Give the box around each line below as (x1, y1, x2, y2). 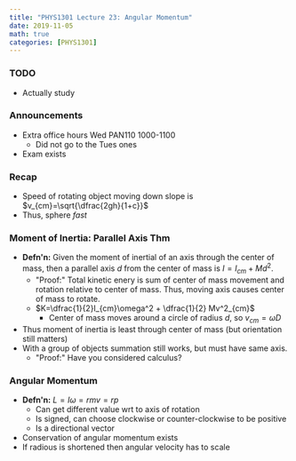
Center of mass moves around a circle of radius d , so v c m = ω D (48, 312, 282, 325)
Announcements (9, 109, 84, 122)
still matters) (21, 333, 68, 344)
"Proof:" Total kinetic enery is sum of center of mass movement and (35, 274, 284, 285)
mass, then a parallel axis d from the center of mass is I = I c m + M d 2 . (21, 261, 274, 275)
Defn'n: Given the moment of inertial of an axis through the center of (21, 252, 275, 263)
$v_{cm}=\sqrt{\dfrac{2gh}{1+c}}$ (21, 201, 149, 211)
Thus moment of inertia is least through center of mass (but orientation (21, 323, 283, 334)
